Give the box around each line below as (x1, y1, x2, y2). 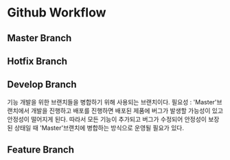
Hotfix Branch (7, 55, 67, 67)
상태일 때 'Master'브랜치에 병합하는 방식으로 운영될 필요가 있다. (14, 124, 184, 132)
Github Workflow (7, 5, 106, 21)
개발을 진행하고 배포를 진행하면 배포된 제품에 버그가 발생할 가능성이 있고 (30, 106, 224, 115)
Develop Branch (7, 79, 77, 91)
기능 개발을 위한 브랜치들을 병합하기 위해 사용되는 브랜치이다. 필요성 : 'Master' (7, 98, 218, 106)
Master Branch (7, 32, 72, 44)
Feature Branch (7, 144, 74, 156)
